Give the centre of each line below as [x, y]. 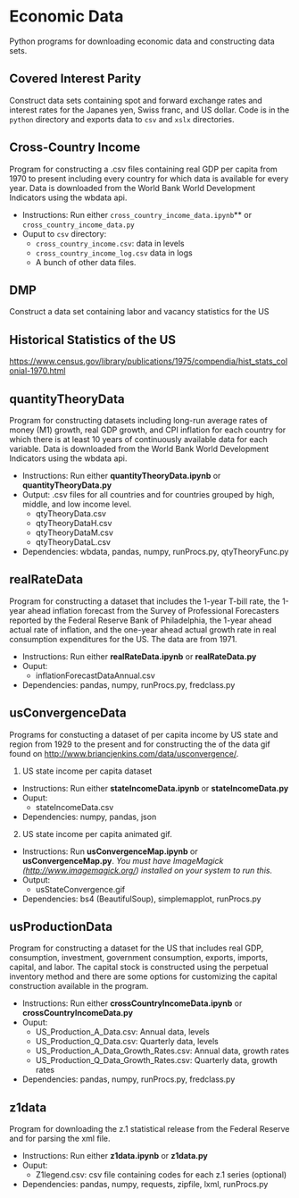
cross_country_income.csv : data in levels [110, 243]
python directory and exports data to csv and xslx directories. [122, 119]
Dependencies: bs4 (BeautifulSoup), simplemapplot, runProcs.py [141, 899]
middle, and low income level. [77, 504]
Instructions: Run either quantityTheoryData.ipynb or [121, 476]
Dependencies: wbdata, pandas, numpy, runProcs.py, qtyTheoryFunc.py [155, 552]
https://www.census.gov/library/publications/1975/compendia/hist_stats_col [149, 361]
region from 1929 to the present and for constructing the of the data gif [140, 744]
